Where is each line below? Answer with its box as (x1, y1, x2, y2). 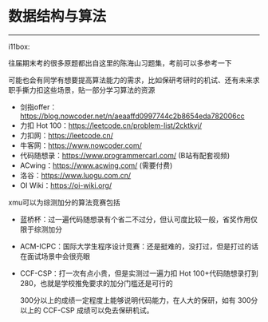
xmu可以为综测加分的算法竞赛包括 (8, 197, 121, 207)
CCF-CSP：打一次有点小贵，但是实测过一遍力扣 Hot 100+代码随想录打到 (19, 268, 258, 278)
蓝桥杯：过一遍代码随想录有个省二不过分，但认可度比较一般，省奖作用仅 (19, 214, 258, 224)
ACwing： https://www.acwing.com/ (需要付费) (19, 161, 173, 170)
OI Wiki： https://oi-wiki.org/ (19, 181, 112, 190)
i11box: (8, 42, 30, 51)
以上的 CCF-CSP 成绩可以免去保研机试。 (19, 305, 154, 315)
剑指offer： (19, 101, 57, 112)
